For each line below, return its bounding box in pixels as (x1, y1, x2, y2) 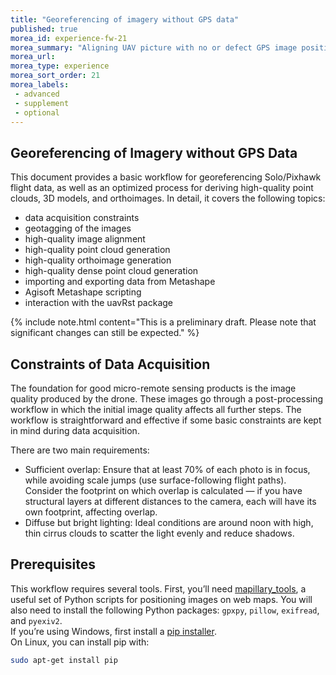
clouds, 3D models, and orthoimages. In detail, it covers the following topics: (10, 192, 326, 205)
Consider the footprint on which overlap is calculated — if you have (24, 485, 303, 496)
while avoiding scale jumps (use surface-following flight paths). (24, 474, 287, 486)
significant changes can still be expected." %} (10, 327, 200, 339)
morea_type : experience (10, 61, 110, 71)
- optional (14, 107, 60, 118)
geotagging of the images (24, 222, 132, 235)
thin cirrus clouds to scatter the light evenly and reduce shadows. (24, 527, 295, 539)
